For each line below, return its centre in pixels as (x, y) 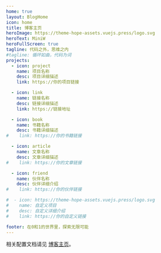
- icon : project (31, 66)
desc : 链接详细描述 (37, 103)
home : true (19, 11)
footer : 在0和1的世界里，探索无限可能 (48, 227)
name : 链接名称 (33, 98)
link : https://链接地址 (44, 109)
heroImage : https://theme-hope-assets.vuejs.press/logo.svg (81, 33)
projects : (18, 60)
